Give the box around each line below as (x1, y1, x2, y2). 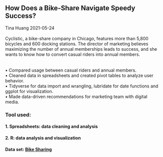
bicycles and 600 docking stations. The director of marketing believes (5, 41, 149, 47)
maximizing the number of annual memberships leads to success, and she (5, 46, 158, 52)
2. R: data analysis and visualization (5, 135, 81, 141)
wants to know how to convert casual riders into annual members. (5, 51, 140, 57)
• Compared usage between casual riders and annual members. (5, 67, 137, 73)
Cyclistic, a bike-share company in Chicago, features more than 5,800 (5, 35, 149, 41)
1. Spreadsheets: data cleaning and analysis (5, 124, 98, 130)
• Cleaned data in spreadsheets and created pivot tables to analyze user (5, 72, 154, 78)
